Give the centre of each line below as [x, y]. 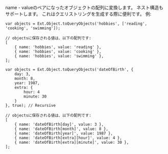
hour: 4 [32, 92]
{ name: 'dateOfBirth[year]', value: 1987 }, [64, 133]
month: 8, [25, 79]
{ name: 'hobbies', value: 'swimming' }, [59, 56]
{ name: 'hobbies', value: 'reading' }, [58, 47]
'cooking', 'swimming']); [33, 28]
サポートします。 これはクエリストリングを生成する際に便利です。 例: [78, 14]
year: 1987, [27, 83]
